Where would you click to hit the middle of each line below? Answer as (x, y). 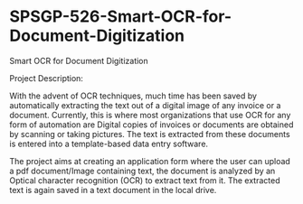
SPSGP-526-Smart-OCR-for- (121, 17)
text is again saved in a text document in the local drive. (113, 190)
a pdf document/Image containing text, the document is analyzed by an (142, 171)
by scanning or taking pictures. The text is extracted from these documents (150, 134)
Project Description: (47, 78)
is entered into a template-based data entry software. (109, 144)
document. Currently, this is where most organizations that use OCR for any (150, 115)
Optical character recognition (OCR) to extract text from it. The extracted (145, 180)
